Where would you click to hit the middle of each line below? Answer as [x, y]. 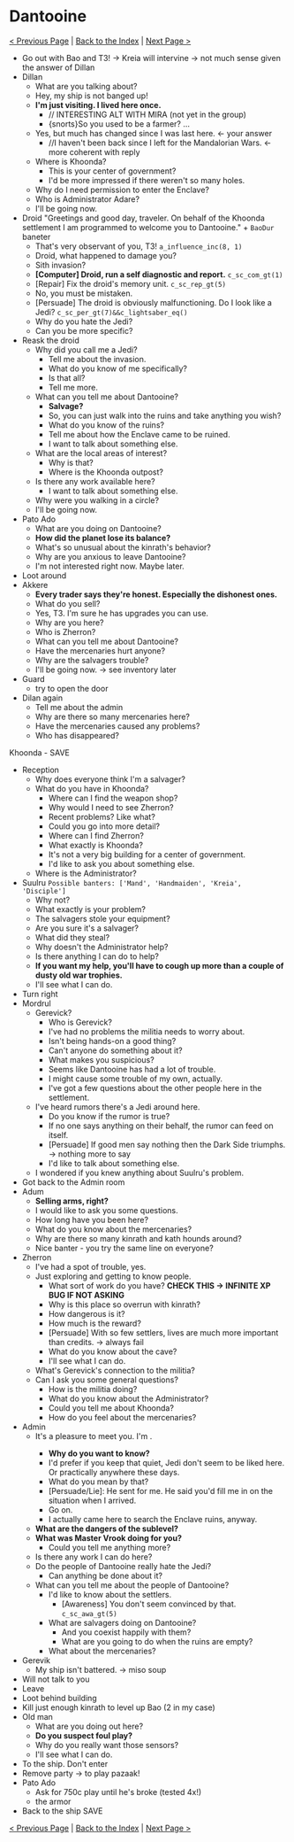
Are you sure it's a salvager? [87, 928]
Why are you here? [69, 623]
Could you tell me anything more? [109, 1547]
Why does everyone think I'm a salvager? [110, 779]
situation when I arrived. [92, 1500]
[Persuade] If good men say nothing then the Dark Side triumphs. [167, 1144]
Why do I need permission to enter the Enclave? [122, 190]
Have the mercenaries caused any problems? [117, 726]
